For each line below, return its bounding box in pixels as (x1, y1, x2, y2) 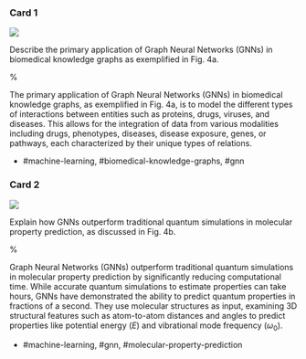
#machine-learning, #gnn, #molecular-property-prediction (22, 340, 243, 351)
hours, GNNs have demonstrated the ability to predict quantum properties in (9, 290, 296, 301)
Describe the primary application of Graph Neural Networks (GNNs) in (9, 44, 273, 56)
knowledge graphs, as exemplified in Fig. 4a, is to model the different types (9, 99, 293, 111)
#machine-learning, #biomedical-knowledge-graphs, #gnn (22, 155, 245, 166)
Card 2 (9, 178, 40, 191)
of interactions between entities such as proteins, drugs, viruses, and (9, 109, 270, 120)
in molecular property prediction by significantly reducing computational (9, 271, 281, 282)
